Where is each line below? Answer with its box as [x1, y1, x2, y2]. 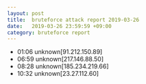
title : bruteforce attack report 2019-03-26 [7, 16, 139, 23]
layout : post [7, 10, 45, 17]
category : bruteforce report [7, 29, 90, 36]
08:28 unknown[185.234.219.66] [16, 62, 109, 70]
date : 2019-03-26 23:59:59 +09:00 [7, 23, 112, 29]
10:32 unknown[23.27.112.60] [16, 70, 99, 78]
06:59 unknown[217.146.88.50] [16, 55, 104, 64]
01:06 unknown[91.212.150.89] [16, 48, 103, 56]
